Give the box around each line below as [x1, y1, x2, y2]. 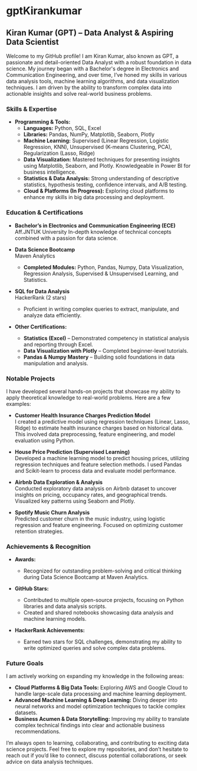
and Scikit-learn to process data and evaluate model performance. [14, 467, 176, 474]
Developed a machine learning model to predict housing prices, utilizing [14, 454, 190, 461]
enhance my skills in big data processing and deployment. [23, 194, 165, 201]
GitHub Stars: [14, 585, 49, 592]
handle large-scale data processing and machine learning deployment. [14, 690, 187, 698]
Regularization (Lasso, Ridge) [23, 149, 96, 157]
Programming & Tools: [14, 118, 71, 125]
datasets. [14, 709, 38, 716]
